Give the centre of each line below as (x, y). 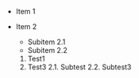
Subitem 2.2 (47, 50)
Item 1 (25, 11)
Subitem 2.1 (46, 42)
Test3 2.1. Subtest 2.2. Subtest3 (79, 67)
